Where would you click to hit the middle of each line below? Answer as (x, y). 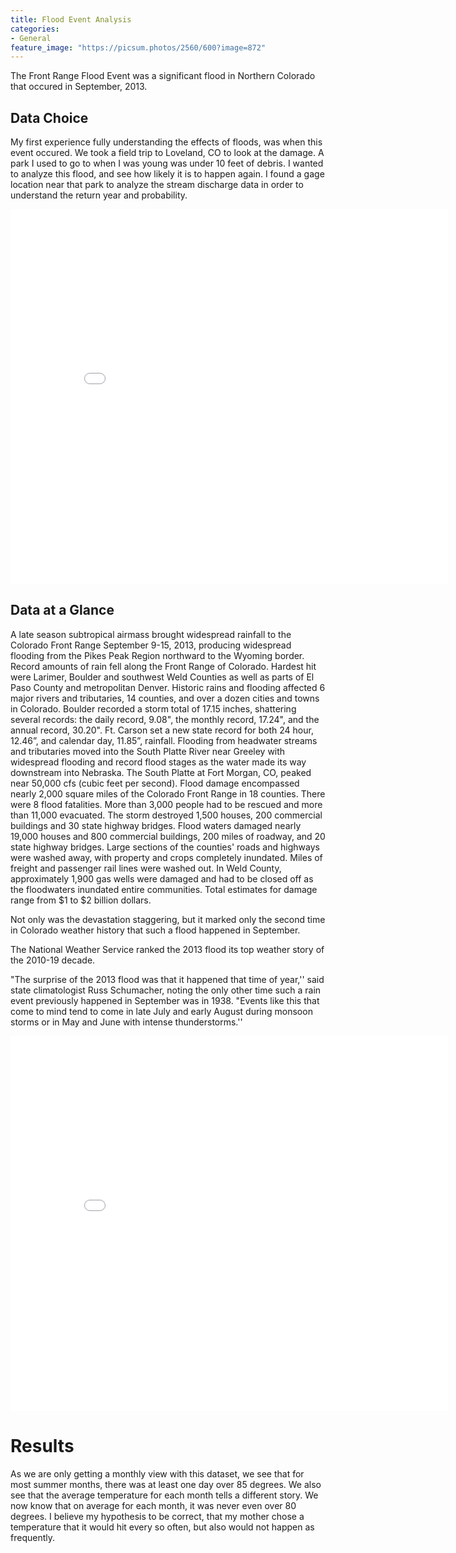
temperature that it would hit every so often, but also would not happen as (162, 1527)
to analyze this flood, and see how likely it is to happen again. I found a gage (167, 174)
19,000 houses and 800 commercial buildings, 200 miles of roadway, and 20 (168, 836)
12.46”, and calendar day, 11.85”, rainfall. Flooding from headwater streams (164, 740)
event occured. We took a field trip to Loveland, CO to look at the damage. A (167, 153)
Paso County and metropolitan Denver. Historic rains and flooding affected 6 (168, 687)
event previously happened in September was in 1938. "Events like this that (165, 1000)
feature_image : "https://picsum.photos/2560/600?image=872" (138, 47)
